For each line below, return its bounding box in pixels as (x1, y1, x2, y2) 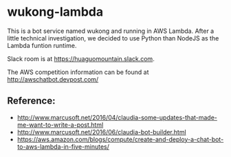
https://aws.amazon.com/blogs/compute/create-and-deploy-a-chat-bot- (16, 135, 224, 143)
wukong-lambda (7, 4, 104, 20)
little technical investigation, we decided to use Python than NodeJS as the (7, 34, 219, 42)
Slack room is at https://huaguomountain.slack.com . (7, 54, 155, 62)
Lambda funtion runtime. (7, 41, 77, 49)
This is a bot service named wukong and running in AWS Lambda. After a (7, 27, 214, 35)
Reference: (7, 95, 56, 107)
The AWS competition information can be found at (7, 68, 149, 76)
